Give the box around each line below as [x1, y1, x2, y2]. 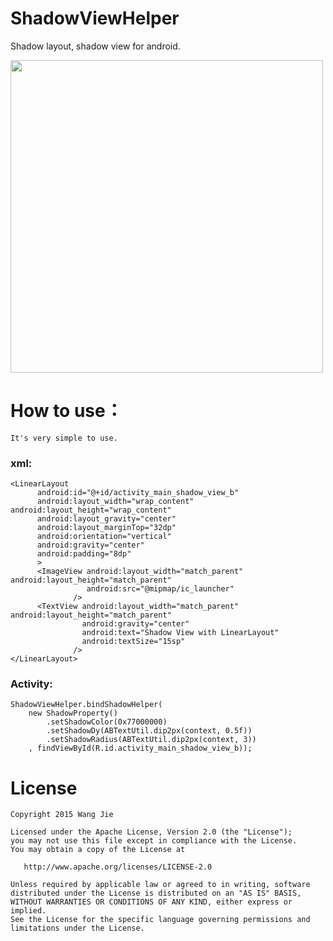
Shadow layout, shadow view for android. [10, 40, 181, 52]
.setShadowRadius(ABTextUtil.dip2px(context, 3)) [46, 735, 257, 745]
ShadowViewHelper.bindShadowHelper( [10, 700, 163, 710]
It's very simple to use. [10, 433, 118, 443]
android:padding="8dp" [36, 549, 132, 559]
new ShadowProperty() [28, 708, 118, 719]
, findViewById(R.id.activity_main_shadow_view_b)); [28, 743, 253, 754]
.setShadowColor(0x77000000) [46, 717, 168, 727]
